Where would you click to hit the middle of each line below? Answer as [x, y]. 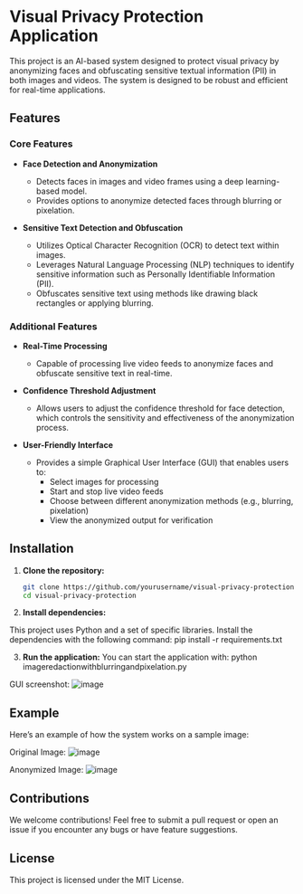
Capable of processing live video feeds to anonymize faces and [155, 363]
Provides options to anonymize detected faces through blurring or [159, 200]
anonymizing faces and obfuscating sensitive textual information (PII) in [143, 71]
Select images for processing [104, 481]
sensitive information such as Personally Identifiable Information [156, 274]
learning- [263, 181]
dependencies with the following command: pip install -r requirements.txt [146, 640]
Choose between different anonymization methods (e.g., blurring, [171, 500]
